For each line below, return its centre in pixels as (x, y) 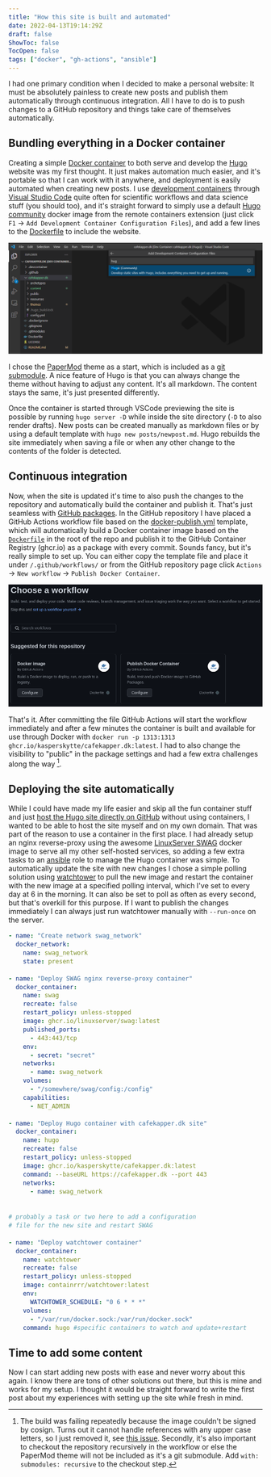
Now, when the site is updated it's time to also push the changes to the (126, 496)
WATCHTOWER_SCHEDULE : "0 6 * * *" (88, 1302)
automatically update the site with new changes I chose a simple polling (128, 869)
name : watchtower (52, 1260)
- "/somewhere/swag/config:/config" (91, 1089)
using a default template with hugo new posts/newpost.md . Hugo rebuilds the (134, 434)
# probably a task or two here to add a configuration (102, 1217)
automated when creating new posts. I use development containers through (134, 188)
